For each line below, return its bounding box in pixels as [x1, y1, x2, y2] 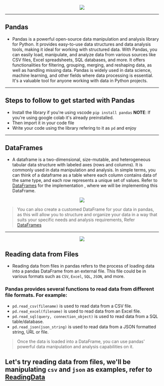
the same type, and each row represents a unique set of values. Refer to [12, 178, 158, 183]
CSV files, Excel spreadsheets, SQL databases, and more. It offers [12, 57, 145, 63]
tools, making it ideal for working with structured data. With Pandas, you [12, 46, 158, 52]
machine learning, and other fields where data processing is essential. [12, 72, 154, 78]
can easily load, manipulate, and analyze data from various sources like [12, 51, 156, 57]
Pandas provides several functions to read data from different [5, 286, 154, 293]
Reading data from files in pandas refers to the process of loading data [12, 263, 155, 269]
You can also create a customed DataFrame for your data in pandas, [17, 206, 154, 212]
